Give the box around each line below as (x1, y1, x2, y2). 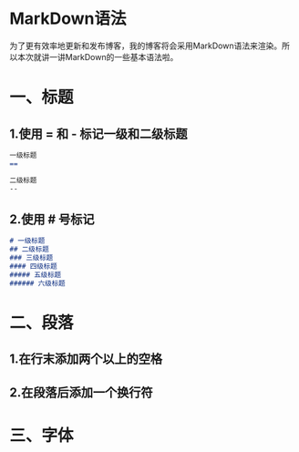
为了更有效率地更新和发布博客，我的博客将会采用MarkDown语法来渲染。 (9, 40, 283, 51)
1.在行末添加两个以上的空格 (9, 352, 163, 367)
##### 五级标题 (9, 270, 62, 279)
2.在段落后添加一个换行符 (9, 385, 153, 401)
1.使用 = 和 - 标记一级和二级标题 (9, 126, 189, 141)
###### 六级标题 (9, 279, 66, 288)
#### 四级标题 (9, 262, 57, 271)
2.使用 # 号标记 (9, 211, 95, 227)
